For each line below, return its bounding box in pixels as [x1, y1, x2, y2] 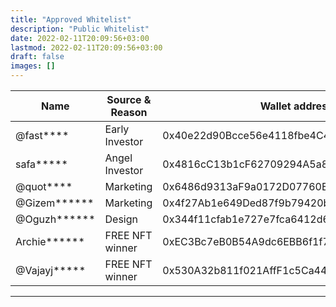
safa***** [15, 157, 68, 171]
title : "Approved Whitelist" [10, 14, 132, 25]
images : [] [10, 61, 56, 71]
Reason [110, 106, 148, 119]
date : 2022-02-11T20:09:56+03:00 [10, 33, 150, 43]
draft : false [10, 52, 65, 62]
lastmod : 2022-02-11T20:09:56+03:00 [10, 42, 163, 53]
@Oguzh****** [15, 212, 96, 226]
